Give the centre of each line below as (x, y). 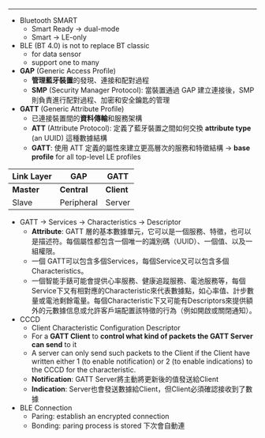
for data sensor (56, 54)
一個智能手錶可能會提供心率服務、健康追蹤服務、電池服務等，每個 (138, 281)
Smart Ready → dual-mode (75, 29)
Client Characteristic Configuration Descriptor (106, 328)
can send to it (54, 344)
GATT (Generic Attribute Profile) (72, 109)
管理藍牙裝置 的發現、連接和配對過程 (90, 80)
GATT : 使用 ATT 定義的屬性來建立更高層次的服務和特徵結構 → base (141, 148)
